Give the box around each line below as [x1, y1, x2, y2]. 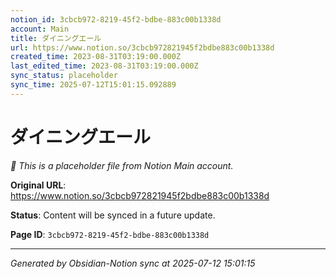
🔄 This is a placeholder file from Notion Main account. [10, 159, 234, 171]
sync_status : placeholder [10, 71, 118, 81]
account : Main [10, 24, 70, 34]
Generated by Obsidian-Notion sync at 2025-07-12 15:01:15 [10, 257, 256, 269]
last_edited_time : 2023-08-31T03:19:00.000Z [10, 61, 199, 71]
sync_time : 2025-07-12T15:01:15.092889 [10, 80, 177, 90]
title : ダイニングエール [10, 33, 102, 43]
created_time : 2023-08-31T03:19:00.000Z [10, 52, 182, 62]
